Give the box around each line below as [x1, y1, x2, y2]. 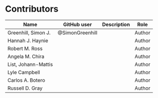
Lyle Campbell [7, 69, 40, 76]
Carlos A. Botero [7, 77, 45, 83]
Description [102, 21, 130, 28]
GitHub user [63, 21, 92, 28]
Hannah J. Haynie [7, 37, 48, 44]
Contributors [5, 3, 59, 15]
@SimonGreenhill [57, 29, 98, 36]
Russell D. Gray [7, 84, 43, 91]
